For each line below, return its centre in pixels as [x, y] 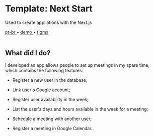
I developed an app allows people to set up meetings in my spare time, [77, 65]
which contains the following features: [44, 70]
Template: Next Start [49, 9]
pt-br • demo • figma [27, 32]
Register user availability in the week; [50, 99]
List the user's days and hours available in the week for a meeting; [80, 109]
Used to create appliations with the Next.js [48, 22]
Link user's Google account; [41, 90]
